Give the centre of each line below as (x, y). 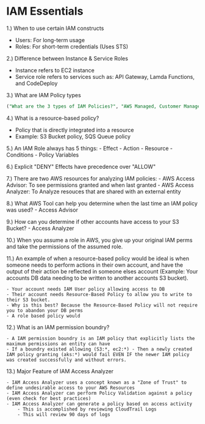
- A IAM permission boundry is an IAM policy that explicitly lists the (101, 338)
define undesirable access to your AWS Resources (71, 388)
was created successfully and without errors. (67, 360)
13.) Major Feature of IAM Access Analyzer (60, 371)
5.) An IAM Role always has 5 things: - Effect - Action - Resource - (89, 148)
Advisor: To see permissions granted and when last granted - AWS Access (100, 185)
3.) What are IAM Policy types (44, 95)
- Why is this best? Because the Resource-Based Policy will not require (102, 305)
